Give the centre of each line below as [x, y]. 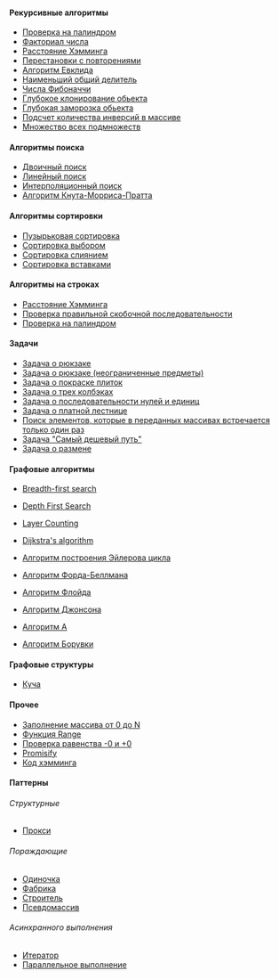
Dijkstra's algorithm [58, 541]
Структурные [35, 803]
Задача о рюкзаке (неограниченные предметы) [113, 373]
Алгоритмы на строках [54, 284]
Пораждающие [39, 852]
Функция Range [52, 734]
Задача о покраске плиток [72, 382]
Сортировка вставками [66, 264]
